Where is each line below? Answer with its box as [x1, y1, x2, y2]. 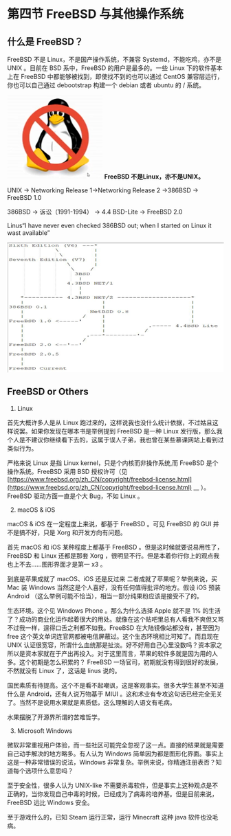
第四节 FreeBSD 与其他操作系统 [7, 6, 184, 22]
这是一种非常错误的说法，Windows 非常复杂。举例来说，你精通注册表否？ [7, 758, 216, 766]
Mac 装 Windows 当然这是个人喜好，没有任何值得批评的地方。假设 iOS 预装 [7, 583, 221, 591]
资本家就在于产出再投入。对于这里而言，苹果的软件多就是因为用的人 [25, 649, 218, 657]
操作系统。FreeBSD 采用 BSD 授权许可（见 [7, 467, 128, 475]
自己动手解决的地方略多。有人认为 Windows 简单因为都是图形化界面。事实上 [7, 749, 223, 758]
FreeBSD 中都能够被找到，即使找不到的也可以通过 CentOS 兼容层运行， [20, 73, 223, 80]
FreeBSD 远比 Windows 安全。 [7, 798, 94, 806]
